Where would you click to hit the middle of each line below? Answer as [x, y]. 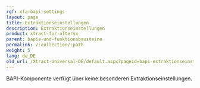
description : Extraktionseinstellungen [56, 28]
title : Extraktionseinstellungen [48, 23]
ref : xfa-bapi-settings [36, 12]
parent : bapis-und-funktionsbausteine [54, 39]
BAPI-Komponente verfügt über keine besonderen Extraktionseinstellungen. [99, 78]
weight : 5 [18, 51]
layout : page [22, 17]
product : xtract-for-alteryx [42, 34]
